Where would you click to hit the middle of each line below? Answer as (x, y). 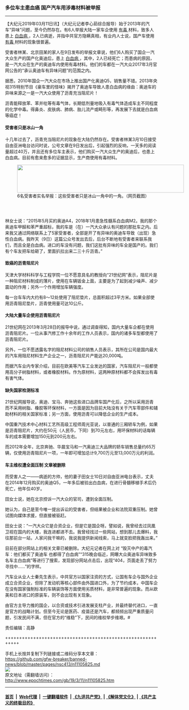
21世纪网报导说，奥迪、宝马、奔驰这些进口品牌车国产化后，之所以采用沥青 (79, 402)
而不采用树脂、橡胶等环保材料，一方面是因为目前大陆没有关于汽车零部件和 (79, 408)
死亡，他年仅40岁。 (25, 489)
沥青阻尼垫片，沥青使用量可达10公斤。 (47, 303)
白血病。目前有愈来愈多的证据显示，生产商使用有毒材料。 (62, 157)
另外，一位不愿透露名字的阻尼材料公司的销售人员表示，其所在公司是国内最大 (81, 349)
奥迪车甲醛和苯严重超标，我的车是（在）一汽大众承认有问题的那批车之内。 (79, 226)
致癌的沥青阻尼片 (22, 263)
